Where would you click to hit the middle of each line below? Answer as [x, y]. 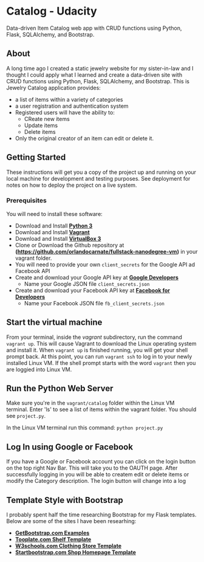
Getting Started [36, 157]
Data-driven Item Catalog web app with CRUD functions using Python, [94, 28]
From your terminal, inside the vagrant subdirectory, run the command [94, 337]
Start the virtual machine [54, 323]
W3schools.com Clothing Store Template [68, 546]
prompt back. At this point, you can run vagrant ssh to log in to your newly [99, 356]
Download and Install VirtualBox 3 [58, 238]
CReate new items [47, 119]
